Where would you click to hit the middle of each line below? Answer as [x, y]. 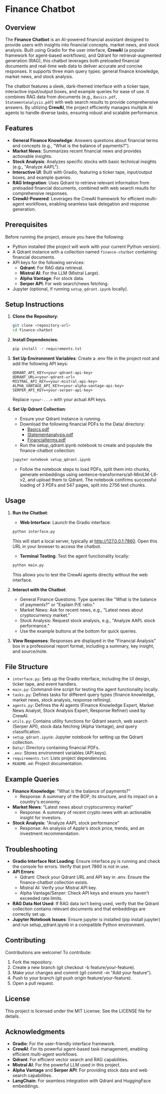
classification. [27, 732]
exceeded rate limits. [41, 898]
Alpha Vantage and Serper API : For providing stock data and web [80, 1070]
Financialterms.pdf [46, 440]
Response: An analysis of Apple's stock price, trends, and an [82, 828]
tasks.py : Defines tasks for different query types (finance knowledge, [84, 695]
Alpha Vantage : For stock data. [52, 278]
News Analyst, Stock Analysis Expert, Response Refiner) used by [79, 710]
